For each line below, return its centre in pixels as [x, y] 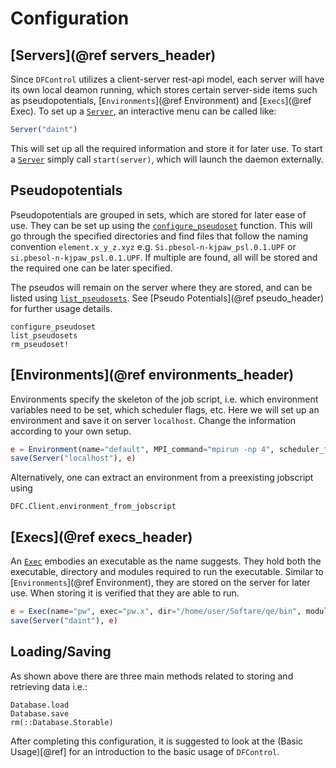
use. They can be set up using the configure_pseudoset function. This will [161, 225]
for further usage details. [61, 308]
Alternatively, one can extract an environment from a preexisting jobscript [162, 478]
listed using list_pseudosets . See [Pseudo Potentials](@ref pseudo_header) [167, 298]
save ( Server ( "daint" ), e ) [64, 620]
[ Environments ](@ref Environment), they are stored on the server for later [160, 583]
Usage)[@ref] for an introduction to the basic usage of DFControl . [145, 751]
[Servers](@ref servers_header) [113, 55]
